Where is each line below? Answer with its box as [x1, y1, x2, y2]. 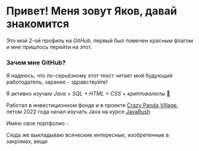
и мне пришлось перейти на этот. [6, 43, 92, 51]
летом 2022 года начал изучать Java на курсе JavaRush [6, 108, 150, 116]
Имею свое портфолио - [6, 120, 69, 127]
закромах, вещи [6, 138, 48, 145]
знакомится [6, 17, 70, 31]
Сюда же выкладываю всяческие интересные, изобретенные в [6, 131, 169, 139]
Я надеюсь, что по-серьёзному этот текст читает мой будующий [6, 72, 173, 79]
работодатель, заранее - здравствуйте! [6, 78, 108, 85]
